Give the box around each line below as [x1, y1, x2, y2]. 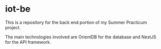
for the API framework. [5, 39, 51, 45]
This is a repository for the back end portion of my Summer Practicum [5, 19, 147, 25]
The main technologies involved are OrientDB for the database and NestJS [5, 34, 157, 40]
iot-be [5, 3, 31, 15]
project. [5, 24, 21, 30]
